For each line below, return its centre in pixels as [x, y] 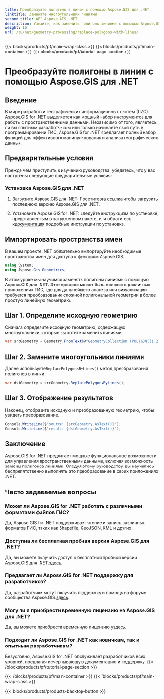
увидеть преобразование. [32, 415]
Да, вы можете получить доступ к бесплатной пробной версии [71, 558]
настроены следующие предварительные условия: [59, 175]
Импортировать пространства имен [64, 239]
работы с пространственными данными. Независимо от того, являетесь [81, 122]
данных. [13, 143]
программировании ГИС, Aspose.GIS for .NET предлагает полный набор [81, 132]
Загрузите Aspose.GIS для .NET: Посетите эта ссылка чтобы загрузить [85, 199]
